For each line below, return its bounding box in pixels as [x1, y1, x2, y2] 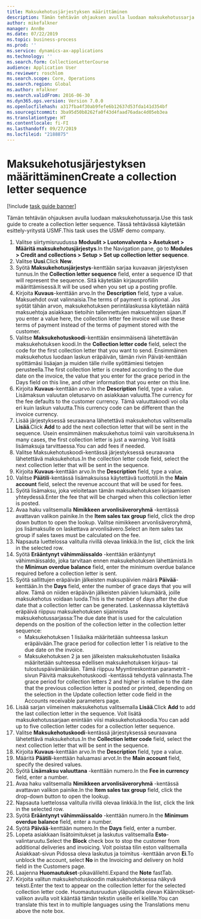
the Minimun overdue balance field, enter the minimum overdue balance [15, 563, 196, 570]
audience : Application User [7, 64, 77, 71]
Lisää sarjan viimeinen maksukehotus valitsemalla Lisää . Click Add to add [15, 703, 196, 710]
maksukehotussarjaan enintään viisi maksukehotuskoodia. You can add [15, 716, 190, 723]
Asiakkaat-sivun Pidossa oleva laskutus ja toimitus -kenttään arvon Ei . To [15, 849, 194, 857]
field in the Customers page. [15, 863, 86, 870]
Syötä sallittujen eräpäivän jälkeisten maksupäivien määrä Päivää [15, 576, 176, 583]
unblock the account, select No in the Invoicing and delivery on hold [15, 856, 184, 863]
